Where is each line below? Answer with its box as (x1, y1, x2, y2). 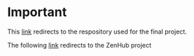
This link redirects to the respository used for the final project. (7, 27, 187, 36)
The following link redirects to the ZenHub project (7, 41, 152, 49)
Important (7, 4, 67, 20)
